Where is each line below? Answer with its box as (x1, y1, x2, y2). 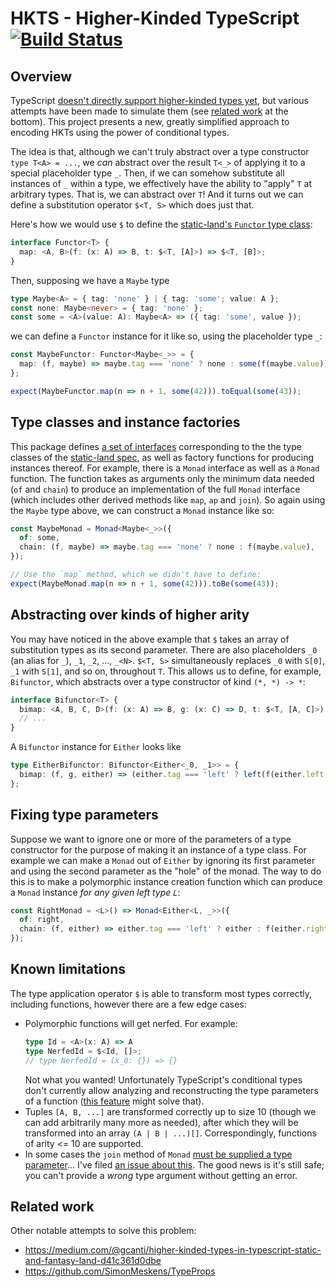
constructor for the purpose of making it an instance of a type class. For (10, 843, 307, 856)
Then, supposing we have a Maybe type (10, 274, 170, 286)
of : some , (19, 533, 60, 543)
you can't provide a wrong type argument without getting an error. (24, 1169, 298, 1181)
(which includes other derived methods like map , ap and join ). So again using (10, 493, 326, 506)
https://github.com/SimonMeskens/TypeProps (24, 1265, 216, 1277)
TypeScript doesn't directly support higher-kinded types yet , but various (10, 95, 309, 106)
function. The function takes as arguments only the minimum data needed (10, 472, 315, 484)
